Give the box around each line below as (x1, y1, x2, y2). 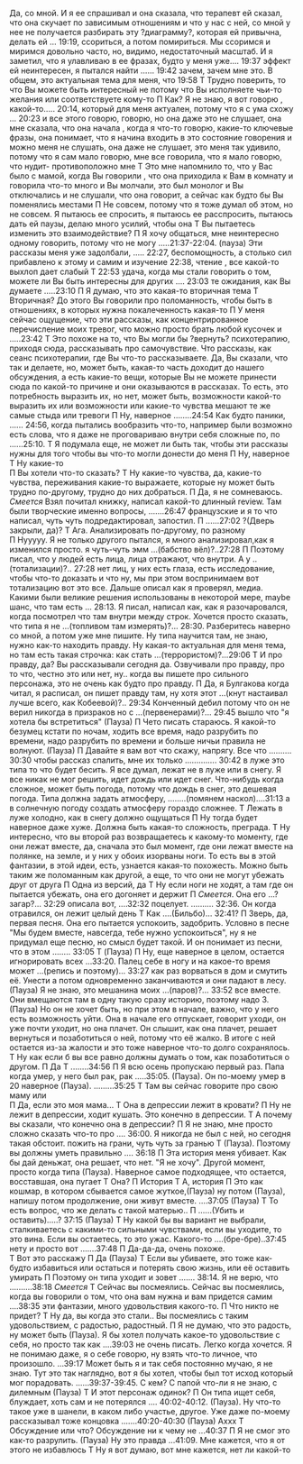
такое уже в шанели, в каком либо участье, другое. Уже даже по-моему (9, 1406, 290, 1416)
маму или (9, 1090, 47, 1101)
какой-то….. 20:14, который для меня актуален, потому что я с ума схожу (9, 104, 294, 114)
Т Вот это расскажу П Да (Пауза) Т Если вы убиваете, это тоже (9, 1253, 254, 1263)
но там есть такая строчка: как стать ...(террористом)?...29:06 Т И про (9, 649, 283, 660)
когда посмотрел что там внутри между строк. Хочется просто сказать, (9, 611, 289, 621)
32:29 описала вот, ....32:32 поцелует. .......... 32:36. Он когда (43, 899, 277, 909)
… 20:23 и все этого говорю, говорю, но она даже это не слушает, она (9, 113, 282, 124)
